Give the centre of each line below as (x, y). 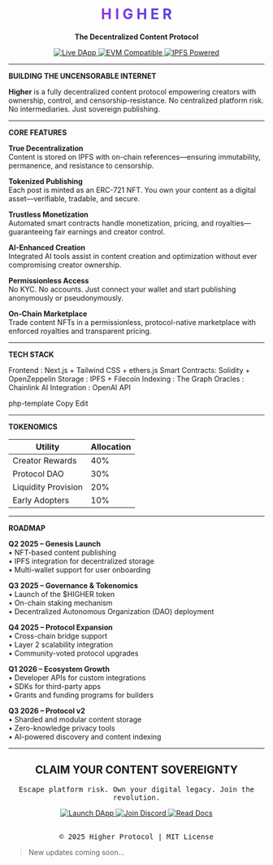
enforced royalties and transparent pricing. (80, 331)
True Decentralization (46, 148)
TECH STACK (31, 354)
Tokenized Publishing (45, 181)
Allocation (111, 446)
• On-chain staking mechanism (61, 603)
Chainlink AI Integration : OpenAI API (70, 387)
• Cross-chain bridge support (58, 635)
